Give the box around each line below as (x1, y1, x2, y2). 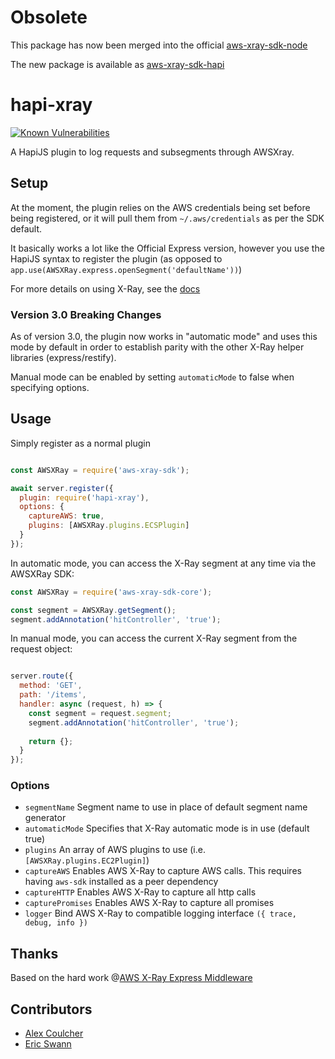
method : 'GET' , (19, 681, 83, 691)
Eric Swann (24, 1038, 72, 1050)
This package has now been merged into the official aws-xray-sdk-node (10, 39, 308, 51)
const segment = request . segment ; (28, 708, 172, 718)
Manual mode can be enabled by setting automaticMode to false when (10, 371, 295, 383)
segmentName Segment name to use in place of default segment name (24, 801, 308, 813)
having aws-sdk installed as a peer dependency (24, 876, 219, 888)
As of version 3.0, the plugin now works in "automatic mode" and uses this (10, 330, 318, 342)
